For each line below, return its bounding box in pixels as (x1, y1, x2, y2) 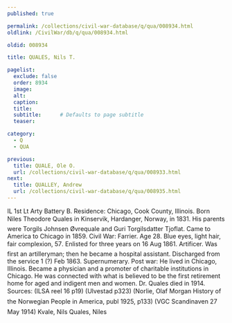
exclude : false (13, 73, 57, 80)
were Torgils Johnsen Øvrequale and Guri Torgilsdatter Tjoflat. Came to (7, 224, 211, 232)
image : (13, 86, 33, 93)
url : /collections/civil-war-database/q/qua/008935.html (13, 188, 181, 195)
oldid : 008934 (7, 41, 48, 48)
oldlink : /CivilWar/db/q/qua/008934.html (7, 29, 129, 36)
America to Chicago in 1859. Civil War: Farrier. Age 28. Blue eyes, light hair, (7, 232, 222, 240)
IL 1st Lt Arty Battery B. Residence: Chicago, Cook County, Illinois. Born (7, 207, 211, 215)
